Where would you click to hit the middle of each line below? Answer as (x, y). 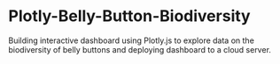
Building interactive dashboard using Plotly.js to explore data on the (131, 40)
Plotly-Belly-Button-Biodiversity (129, 16)
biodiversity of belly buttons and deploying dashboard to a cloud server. (140, 49)
